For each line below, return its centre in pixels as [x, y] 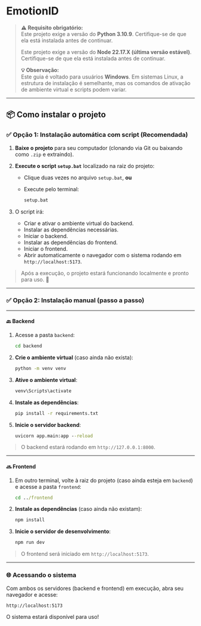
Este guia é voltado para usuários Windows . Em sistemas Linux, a [102, 77]
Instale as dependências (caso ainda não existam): [78, 509]
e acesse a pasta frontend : [48, 486]
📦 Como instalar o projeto [56, 115]
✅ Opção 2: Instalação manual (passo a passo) [75, 300]
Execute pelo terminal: [51, 189]
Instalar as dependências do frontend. [71, 242]
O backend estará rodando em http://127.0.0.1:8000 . [88, 447]
